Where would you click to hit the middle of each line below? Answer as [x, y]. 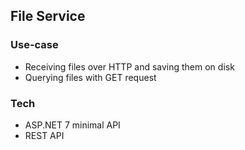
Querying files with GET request [90, 77]
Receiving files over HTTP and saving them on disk [129, 66]
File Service [48, 16]
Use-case [34, 45]
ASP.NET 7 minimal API [72, 125]
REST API [44, 135]
